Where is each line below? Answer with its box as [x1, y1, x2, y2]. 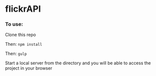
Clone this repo [5, 32, 36, 38]
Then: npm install [5, 41, 43, 47]
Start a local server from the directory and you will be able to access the [5, 60, 151, 66]
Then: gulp [5, 51, 27, 57]
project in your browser [5, 65, 52, 71]
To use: [5, 21, 24, 28]
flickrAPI [5, 3, 41, 15]
